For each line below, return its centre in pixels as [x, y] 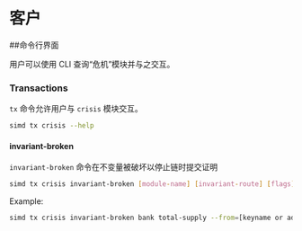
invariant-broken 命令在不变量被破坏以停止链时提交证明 [114, 167]
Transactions [39, 88]
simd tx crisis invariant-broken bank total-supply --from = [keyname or [146, 218]
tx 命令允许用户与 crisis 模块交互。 [76, 109]
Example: [27, 201]
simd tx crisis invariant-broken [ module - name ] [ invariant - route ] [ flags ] [152, 184]
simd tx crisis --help [52, 126]
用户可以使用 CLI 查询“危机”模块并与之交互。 [92, 64]
